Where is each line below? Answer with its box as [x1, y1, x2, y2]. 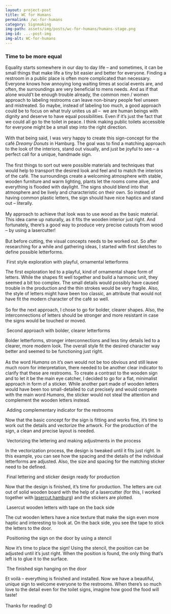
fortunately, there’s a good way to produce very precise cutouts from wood [5, 222, 163, 228]
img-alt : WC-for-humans [5, 36, 56, 41]
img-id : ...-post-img [5, 31, 52, 36]
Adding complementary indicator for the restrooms [6, 407, 113, 413]
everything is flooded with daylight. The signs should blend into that [5, 184, 148, 190]
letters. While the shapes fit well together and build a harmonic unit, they [5, 274, 158, 280]
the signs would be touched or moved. [5, 318, 86, 324]
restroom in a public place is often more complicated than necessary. [5, 75, 151, 82]
